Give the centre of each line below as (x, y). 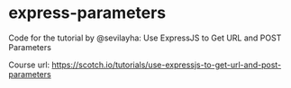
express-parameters (87, 13)
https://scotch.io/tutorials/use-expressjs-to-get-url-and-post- (167, 65)
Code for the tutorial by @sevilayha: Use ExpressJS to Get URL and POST (145, 38)
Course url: (29, 65)
